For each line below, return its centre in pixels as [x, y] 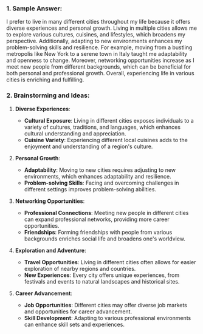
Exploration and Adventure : [50, 250]
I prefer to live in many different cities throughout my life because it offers [98, 22]
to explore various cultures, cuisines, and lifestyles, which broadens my [96, 35]
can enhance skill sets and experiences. [74, 324]
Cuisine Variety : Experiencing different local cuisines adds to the [106, 140]
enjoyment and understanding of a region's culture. [88, 146]
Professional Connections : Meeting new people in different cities [106, 213]
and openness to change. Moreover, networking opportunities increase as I [100, 60]
